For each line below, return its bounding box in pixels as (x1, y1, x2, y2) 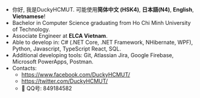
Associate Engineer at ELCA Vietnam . (12, 32, 108, 39)
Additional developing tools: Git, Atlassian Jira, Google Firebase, (12, 52, 174, 58)
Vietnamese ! (12, 13, 46, 20)
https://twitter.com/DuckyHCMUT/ (21, 77, 108, 85)
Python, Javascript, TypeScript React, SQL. (12, 45, 121, 52)
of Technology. (12, 26, 51, 33)
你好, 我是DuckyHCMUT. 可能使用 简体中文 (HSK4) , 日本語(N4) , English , (12, 6, 194, 13)
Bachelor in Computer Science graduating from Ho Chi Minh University (12, 19, 191, 26)
